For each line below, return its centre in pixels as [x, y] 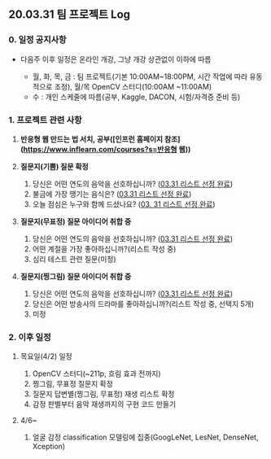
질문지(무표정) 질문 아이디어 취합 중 [76, 221]
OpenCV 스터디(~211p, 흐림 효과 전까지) [96, 374]
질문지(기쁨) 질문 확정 [54, 166]
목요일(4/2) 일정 [46, 356]
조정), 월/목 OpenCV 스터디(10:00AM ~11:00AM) [133, 86]
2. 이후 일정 [30, 337]
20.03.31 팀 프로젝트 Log [70, 15]
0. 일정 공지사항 [37, 40]
